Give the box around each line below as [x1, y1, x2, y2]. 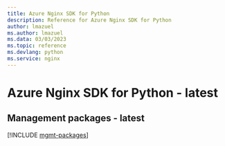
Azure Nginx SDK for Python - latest [7, 84, 219, 100]
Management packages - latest [7, 112, 145, 125]
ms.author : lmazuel [7, 29, 64, 37]
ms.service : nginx [7, 55, 60, 62]
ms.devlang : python [7, 49, 64, 56]
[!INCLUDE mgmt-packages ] [7, 131, 89, 139]
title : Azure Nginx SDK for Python [7, 10, 110, 17]
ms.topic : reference [7, 42, 67, 49]
